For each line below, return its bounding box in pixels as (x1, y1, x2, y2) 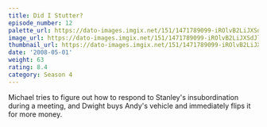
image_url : (8, 33, 44, 42)
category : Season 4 (8, 71, 73, 79)
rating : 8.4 (8, 63, 48, 71)
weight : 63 (8, 56, 44, 64)
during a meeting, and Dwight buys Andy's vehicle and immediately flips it (8, 101, 251, 110)
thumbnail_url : (8, 41, 59, 49)
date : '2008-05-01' (8, 48, 73, 56)
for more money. (8, 109, 63, 119)
